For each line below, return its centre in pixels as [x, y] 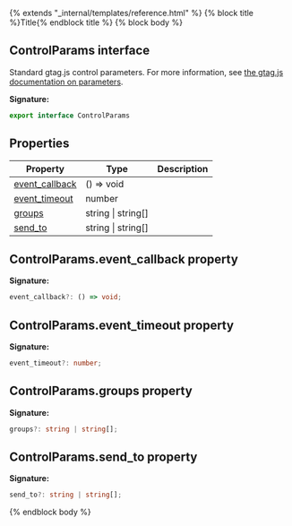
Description [183, 168]
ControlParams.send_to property [103, 457]
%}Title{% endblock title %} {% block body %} [96, 22]
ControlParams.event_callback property [124, 259]
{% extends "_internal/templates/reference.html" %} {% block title [131, 13]
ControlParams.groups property [101, 391]
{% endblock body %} [50, 512]
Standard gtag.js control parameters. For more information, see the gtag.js [146, 72]
